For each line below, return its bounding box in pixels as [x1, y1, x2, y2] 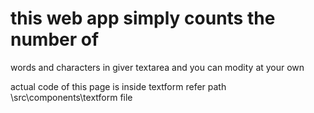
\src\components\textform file [10, 91, 133, 103]
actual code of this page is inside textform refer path [10, 80, 227, 92]
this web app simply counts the [10, 7, 276, 30]
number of [10, 28, 100, 51]
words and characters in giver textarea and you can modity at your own [10, 61, 305, 73]
